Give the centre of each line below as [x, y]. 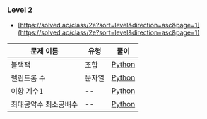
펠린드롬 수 [28, 78]
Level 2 [20, 10]
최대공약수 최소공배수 [45, 105]
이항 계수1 [27, 92]
